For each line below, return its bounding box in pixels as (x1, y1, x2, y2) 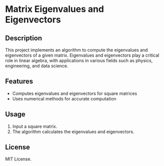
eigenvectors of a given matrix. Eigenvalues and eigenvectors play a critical (5, 52, 160, 58)
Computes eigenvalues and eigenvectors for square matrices (12, 90, 137, 96)
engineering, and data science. (5, 63, 68, 69)
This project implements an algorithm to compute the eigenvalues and (5, 47, 148, 53)
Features (5, 77, 33, 85)
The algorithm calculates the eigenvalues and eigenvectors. (12, 128, 135, 135)
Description (5, 34, 42, 42)
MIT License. (5, 156, 32, 162)
